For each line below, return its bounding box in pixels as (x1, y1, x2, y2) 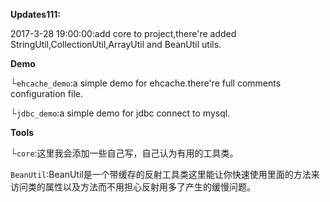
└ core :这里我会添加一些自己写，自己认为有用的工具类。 (10, 147, 239, 159)
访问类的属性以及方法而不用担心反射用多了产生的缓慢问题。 (10, 181, 256, 193)
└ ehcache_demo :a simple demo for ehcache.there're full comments (10, 77, 282, 89)
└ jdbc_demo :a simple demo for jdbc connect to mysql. (10, 107, 231, 119)
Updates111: (10, 9, 61, 20)
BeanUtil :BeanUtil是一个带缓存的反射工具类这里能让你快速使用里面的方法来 (10, 169, 320, 180)
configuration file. (10, 88, 83, 99)
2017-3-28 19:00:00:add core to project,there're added (10, 28, 237, 39)
